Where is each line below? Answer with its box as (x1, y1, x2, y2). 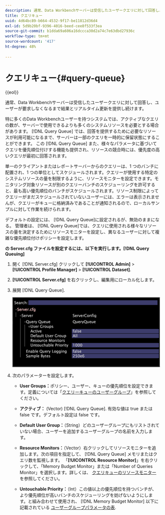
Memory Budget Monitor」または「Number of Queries (43, 463, 153, 469)
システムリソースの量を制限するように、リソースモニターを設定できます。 (5, 175, 155, 181)
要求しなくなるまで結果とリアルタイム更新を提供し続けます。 (22, 106, 146, 111)
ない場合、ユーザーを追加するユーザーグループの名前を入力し (24, 429, 149, 434)
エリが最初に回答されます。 (13, 153, 70, 159)
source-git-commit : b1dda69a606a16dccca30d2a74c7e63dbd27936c (5, 28, 135, 34)
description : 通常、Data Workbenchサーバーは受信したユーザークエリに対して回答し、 (5, 8, 163, 13)
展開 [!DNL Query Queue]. (12, 287, 65, 293)
